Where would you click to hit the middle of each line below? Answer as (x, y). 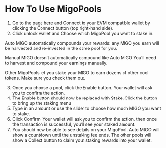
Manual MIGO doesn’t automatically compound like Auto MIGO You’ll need (81, 57)
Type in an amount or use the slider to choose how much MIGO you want (86, 108)
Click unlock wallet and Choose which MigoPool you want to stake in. (83, 33)
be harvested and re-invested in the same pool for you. (61, 48)
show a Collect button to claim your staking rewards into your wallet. (82, 140)
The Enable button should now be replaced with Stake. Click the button (84, 98)
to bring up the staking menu (42, 103)
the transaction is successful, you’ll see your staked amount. (74, 124)
